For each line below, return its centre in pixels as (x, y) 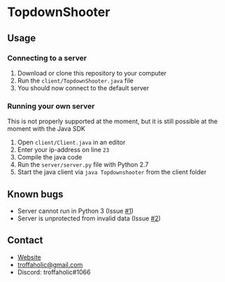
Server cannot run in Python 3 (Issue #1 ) (75, 211)
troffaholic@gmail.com (50, 265)
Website (29, 257)
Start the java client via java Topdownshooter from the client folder (112, 172)
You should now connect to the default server (83, 87)
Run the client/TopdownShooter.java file (75, 80)
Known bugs (36, 194)
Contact (25, 240)
